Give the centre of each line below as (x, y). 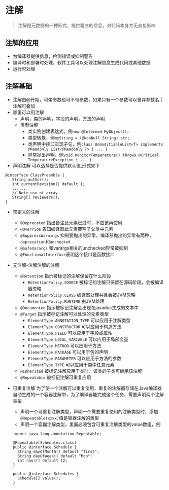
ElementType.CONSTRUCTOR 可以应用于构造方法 (75, 326)
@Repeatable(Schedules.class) (45, 443)
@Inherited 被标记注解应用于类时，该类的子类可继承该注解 (81, 371)
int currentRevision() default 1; (48, 184)
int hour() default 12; (42, 460)
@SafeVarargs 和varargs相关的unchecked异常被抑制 (74, 248)
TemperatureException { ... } (60, 160)
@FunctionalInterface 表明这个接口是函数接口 (67, 254)
